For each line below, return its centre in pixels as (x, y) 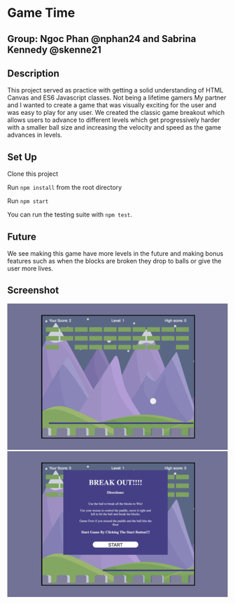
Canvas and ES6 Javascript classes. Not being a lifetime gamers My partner (117, 98)
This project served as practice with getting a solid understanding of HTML (115, 90)
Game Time (41, 13)
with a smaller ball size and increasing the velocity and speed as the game (114, 128)
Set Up (22, 157)
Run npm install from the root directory (65, 188)
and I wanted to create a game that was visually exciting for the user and (112, 105)
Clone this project (33, 174)
